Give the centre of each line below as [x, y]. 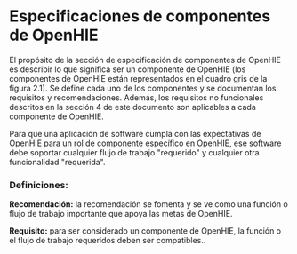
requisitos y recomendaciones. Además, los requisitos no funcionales [136, 97]
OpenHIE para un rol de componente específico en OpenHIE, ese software [145, 143]
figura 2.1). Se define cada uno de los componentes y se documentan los [143, 88]
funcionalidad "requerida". [57, 162]
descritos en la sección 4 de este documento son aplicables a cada [132, 107]
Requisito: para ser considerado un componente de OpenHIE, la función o [145, 231]
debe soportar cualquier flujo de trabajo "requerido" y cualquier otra [134, 152]
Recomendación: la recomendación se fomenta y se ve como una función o [149, 204]
